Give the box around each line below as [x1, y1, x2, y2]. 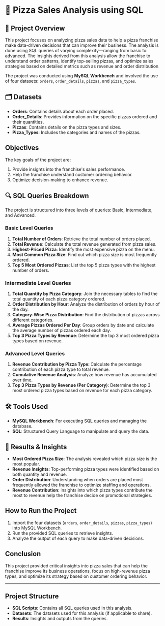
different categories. [12, 317, 54, 323]
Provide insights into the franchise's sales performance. [12, 166, 126, 172]
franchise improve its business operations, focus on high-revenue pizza [5, 568, 150, 574]
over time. [12, 377, 33, 383]
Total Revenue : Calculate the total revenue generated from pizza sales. [12, 241, 157, 247]
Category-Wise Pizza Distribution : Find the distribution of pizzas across [12, 312, 160, 318]
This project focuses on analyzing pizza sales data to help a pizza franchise [5, 37, 159, 43]
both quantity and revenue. [12, 471, 67, 477]
